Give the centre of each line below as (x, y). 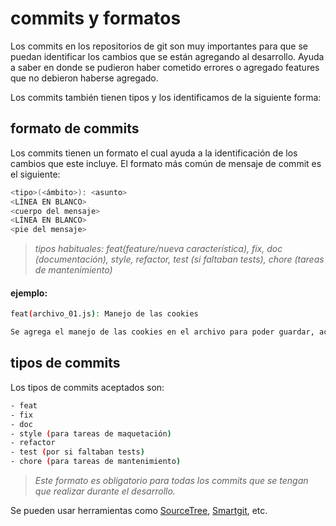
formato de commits (75, 128)
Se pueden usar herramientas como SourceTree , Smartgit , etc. (139, 511)
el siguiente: (35, 174)
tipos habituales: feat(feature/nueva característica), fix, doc (158, 249)
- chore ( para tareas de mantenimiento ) (96, 462)
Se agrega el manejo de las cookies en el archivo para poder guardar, (162, 332)
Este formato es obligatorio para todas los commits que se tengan (171, 481)
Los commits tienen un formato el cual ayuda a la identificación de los (154, 153)
